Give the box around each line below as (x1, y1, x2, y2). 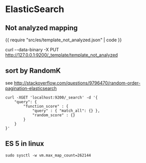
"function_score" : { (23, 104, 69, 109)
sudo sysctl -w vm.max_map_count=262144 (5, 152, 92, 158)
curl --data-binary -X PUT (5, 47, 59, 52)
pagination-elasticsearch (5, 85, 57, 91)
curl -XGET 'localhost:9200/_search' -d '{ (5, 95, 98, 100)
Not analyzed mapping (5, 24, 78, 32)
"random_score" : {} (32, 112, 76, 118)
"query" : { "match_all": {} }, (32, 108, 100, 113)
